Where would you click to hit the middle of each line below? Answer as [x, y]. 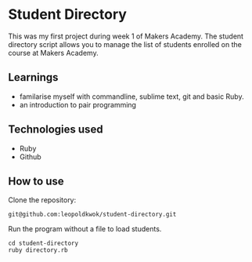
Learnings [33, 77]
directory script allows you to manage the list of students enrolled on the [125, 44]
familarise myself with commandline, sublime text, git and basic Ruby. [131, 96]
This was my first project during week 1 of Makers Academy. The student [126, 36]
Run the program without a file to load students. [85, 229]
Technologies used [56, 130]
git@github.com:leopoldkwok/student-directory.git [92, 215]
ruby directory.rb [38, 250]
